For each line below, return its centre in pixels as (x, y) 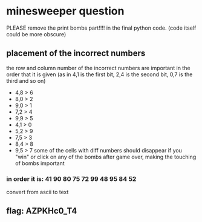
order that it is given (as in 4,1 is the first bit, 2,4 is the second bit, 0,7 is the (99, 74)
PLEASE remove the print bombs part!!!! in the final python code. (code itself (101, 28)
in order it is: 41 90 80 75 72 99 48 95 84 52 (71, 178)
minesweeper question (65, 11)
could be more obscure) (36, 34)
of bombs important (40, 163)
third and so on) (26, 80)
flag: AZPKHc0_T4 (42, 211)
